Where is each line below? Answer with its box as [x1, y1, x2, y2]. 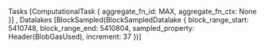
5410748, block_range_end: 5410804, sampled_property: [8, 24, 195, 32]
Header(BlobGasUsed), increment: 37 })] [8, 32, 142, 41]
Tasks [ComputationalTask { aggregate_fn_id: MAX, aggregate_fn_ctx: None [8, 7, 257, 16]
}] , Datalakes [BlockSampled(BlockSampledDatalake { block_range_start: [8, 15, 249, 24]
